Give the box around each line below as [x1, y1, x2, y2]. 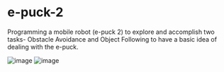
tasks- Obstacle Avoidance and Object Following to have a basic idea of [7, 35, 218, 43]
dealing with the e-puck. [7, 42, 79, 51]
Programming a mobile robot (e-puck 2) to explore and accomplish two [7, 28, 215, 36]
